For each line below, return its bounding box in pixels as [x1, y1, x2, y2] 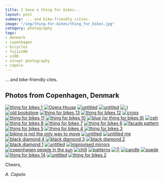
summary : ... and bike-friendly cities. [5, 16, 91, 21]
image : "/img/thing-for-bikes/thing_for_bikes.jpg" [5, 21, 115, 26]
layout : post [5, 12, 32, 17]
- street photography [5, 58, 50, 63]
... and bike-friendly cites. [5, 77, 58, 83]
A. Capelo [5, 171, 26, 177]
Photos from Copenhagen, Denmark [5, 91, 120, 100]
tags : [5, 30, 16, 35]
